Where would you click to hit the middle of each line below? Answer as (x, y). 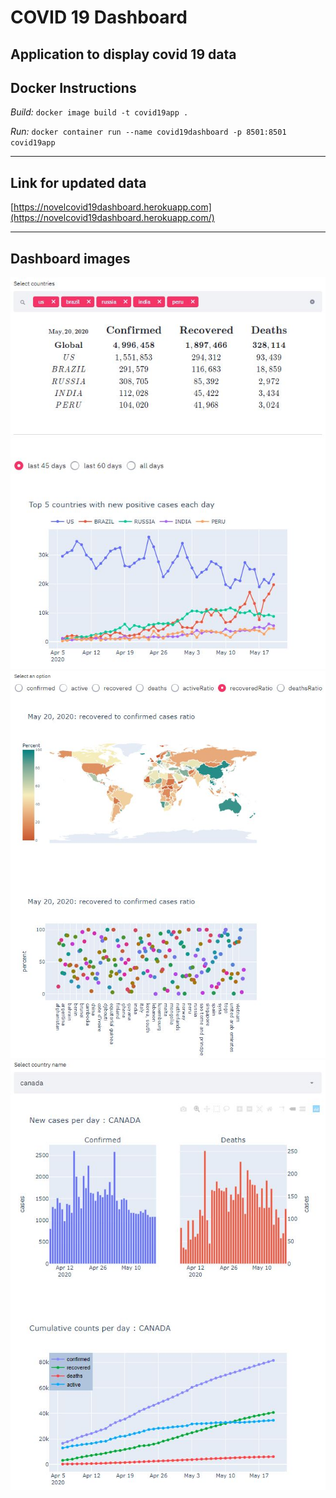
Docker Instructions (73, 87)
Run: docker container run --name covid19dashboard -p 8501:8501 (148, 132)
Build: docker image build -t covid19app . (99, 112)
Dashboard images (70, 258)
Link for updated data (78, 182)
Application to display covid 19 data (123, 54)
